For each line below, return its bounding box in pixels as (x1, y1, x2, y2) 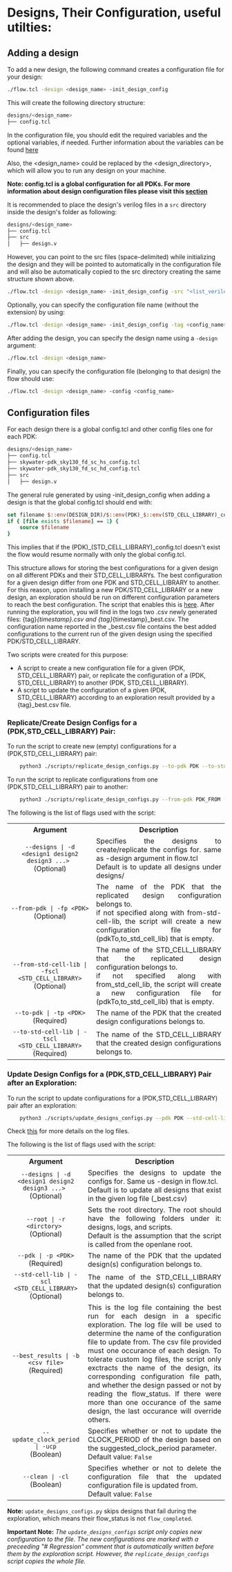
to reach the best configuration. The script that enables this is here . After (7, 600, 215, 609)
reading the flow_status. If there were (87, 1389, 222, 1399)
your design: (7, 73, 43, 81)
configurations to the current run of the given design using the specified (7, 630, 213, 638)
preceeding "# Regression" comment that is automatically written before (7, 1542, 214, 1551)
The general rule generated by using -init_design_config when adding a (7, 491, 211, 499)
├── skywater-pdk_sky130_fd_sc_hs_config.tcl (7, 459, 140, 466)
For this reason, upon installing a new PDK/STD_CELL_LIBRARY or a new (7, 586, 213, 594)
